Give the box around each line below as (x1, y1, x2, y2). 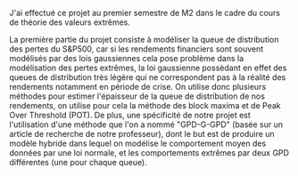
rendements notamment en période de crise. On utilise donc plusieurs (9, 82, 267, 92)
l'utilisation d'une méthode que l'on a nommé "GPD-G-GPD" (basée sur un (9, 119, 284, 130)
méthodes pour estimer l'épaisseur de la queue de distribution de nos (9, 91, 266, 101)
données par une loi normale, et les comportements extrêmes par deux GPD (9, 148, 290, 158)
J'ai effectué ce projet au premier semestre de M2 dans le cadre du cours (9, 8, 281, 18)
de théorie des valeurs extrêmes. (9, 17, 131, 28)
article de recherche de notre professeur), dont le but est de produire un (9, 129, 275, 139)
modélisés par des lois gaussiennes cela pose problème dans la (9, 53, 244, 63)
